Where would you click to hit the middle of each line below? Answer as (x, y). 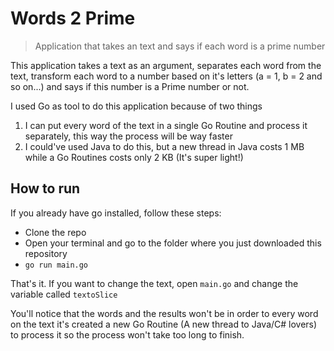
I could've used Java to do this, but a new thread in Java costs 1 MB (164, 146)
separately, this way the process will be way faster (128, 136)
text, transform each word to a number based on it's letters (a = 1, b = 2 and (166, 76)
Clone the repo (55, 232)
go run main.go (56, 265)
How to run (45, 188)
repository (46, 253)
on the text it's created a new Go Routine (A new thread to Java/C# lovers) (164, 324)
